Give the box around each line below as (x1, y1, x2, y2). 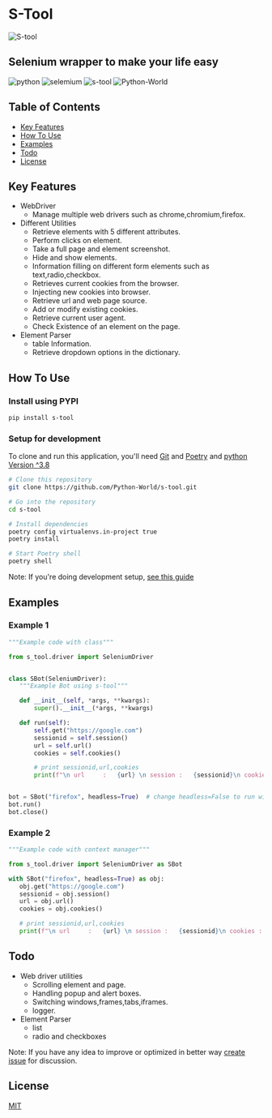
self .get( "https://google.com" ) (33, 726, 143, 735)
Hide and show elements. (32, 253, 117, 263)
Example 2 (8, 827, 51, 838)
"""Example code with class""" (8, 638, 114, 646)
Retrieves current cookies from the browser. (32, 279, 180, 289)
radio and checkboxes (32, 1031, 107, 1041)
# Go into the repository (8, 498, 96, 506)
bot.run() (8, 800, 42, 809)
